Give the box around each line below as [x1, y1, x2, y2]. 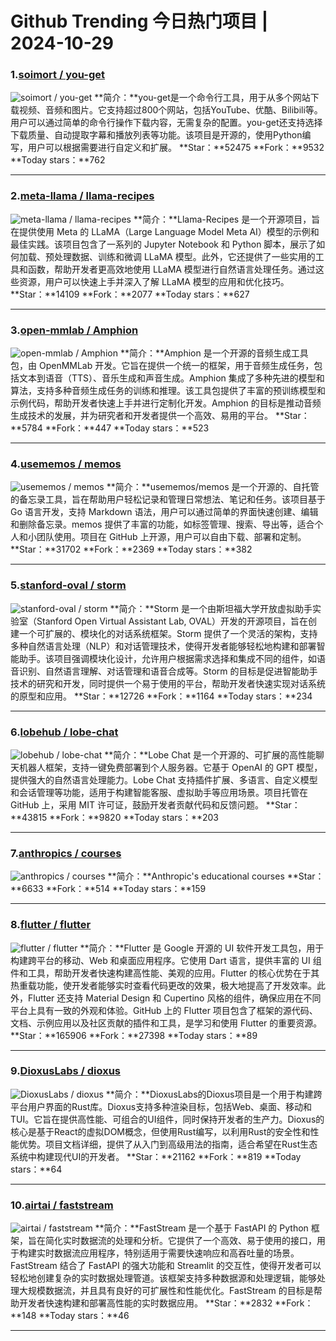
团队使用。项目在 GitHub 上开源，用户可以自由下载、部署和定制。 [36, 531, 307, 543]
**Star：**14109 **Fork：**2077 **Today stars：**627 [10, 288, 250, 300]
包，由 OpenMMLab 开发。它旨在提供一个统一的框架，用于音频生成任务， [10, 360, 315, 372]
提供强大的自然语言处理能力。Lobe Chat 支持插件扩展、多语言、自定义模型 [10, 773, 318, 786]
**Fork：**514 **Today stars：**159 [45, 883, 207, 895]
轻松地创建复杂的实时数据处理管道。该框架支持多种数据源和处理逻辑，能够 [10, 1272, 317, 1284]
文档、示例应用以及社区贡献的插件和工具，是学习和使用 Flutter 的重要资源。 [10, 1017, 323, 1029]
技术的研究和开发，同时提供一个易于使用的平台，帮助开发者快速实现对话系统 [10, 677, 326, 689]
